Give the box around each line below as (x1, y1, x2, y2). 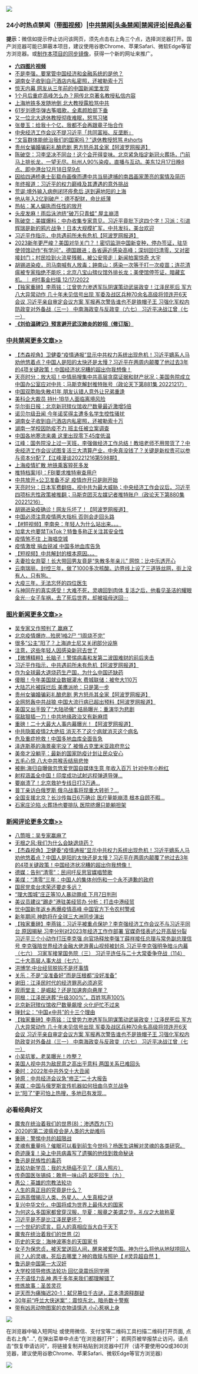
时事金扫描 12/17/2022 (35, 276, 90, 283)
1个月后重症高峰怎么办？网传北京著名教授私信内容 (14, 92, 136, 100)
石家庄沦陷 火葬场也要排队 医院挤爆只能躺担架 (14, 801, 127, 808)
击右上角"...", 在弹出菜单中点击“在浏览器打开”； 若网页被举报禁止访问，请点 (6, 1335, 189, 1342)
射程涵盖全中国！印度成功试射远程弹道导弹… (14, 772, 123, 779)
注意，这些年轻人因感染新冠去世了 (14, 647, 98, 654)
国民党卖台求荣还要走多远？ (14, 883, 82, 890)
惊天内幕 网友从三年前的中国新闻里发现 (14, 85, 110, 92)
